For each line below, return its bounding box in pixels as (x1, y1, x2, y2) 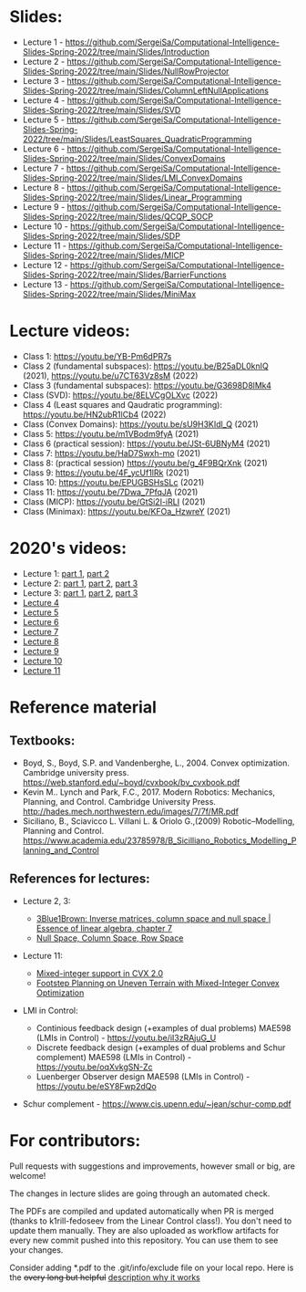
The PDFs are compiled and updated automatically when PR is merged (9, 1205, 274, 1216)
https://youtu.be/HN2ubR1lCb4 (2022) (22, 409, 167, 420)
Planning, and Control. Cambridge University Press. (22, 796, 217, 807)
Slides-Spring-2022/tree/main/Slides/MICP (22, 249, 185, 261)
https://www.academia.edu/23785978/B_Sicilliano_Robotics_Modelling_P (22, 835, 297, 846)
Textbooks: (9, 733, 76, 749)
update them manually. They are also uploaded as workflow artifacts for (9, 1224, 280, 1235)
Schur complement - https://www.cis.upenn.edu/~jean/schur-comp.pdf (22, 1098, 291, 1110)
